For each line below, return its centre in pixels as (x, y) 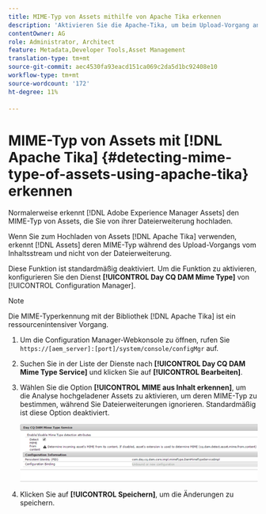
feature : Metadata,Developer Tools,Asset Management (97, 50)
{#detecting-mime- (167, 157)
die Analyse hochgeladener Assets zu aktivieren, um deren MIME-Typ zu (138, 396)
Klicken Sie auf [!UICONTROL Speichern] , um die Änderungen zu (127, 494)
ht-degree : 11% (33, 92)
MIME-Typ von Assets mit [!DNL (116, 141)
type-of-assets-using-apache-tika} (129, 174)
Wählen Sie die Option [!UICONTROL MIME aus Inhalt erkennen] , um (133, 387)
